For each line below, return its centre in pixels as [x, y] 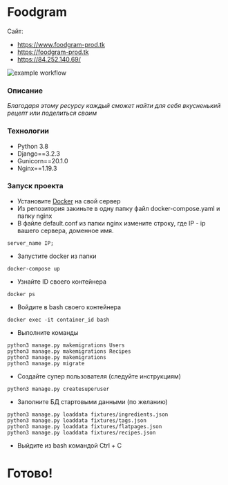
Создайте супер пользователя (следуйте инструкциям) [99, 376]
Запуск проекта [35, 186]
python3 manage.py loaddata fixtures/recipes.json [82, 432]
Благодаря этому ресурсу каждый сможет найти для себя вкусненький [114, 106]
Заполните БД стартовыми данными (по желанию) [92, 401]
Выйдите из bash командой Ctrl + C [69, 445]
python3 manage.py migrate [46, 363]
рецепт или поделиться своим [52, 113]
